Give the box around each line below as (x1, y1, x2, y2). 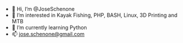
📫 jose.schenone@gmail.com (11, 31, 85, 37)
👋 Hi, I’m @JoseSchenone (11, 6, 75, 12)
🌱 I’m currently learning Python (11, 24, 87, 31)
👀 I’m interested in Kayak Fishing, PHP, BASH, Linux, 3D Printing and (11, 12, 178, 19)
